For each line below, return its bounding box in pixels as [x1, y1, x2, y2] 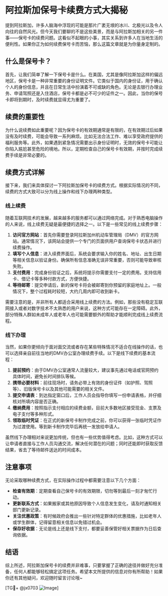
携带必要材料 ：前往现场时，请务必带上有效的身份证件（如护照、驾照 [12, 380, 153, 386]
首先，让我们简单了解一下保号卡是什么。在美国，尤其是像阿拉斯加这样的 [5, 71, 154, 77]
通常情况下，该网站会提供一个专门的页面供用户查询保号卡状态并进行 [21, 238, 161, 244]
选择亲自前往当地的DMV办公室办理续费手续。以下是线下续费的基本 [13, 350, 151, 356]
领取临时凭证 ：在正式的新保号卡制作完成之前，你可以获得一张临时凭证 [12, 417, 157, 423]
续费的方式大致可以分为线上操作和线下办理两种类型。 [5, 189, 115, 195]
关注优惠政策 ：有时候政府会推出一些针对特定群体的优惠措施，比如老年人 [12, 513, 161, 519]
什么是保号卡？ [5, 57, 51, 66]
